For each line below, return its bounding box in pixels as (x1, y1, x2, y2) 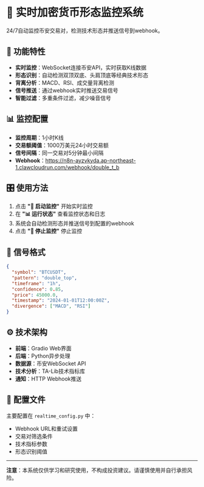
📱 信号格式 (6, 247, 46, 257)
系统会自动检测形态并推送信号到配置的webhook (15, 220, 135, 227)
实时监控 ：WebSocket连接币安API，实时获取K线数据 (15, 63, 147, 71)
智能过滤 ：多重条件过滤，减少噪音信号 (15, 94, 111, 101)
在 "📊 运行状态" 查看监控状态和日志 (15, 210, 106, 218)
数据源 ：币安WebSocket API (15, 360, 86, 367)
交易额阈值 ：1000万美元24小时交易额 (15, 141, 109, 149)
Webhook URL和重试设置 (15, 425, 78, 432)
